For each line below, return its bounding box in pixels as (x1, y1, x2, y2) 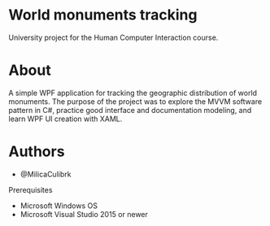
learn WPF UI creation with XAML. (8, 114, 123, 124)
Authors (8, 142, 65, 161)
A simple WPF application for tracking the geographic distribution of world (8, 88, 258, 98)
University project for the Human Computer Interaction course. (8, 33, 219, 42)
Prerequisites (8, 185, 53, 194)
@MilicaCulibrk (20, 169, 72, 179)
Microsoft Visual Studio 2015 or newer (20, 209, 149, 219)
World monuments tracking (8, 6, 198, 24)
